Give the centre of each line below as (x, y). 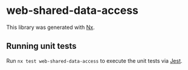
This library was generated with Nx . (50, 27)
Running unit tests (41, 46)
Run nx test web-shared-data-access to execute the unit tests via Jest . (94, 60)
